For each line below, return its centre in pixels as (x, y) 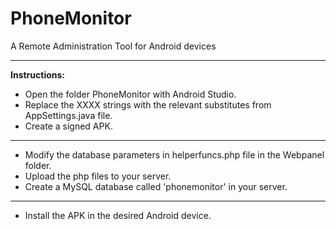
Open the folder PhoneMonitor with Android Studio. (130, 94)
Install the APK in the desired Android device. (118, 215)
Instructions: (38, 74)
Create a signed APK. (68, 126)
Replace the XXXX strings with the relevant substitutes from (148, 104)
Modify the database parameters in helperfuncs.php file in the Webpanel (174, 154)
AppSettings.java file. (68, 115)
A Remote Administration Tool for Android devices (113, 46)
